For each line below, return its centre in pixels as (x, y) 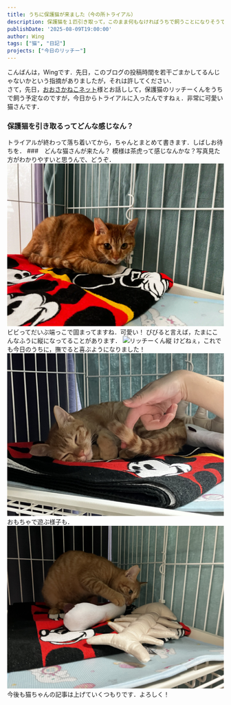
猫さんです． (25, 106)
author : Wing (26, 36)
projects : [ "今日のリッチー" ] (47, 51)
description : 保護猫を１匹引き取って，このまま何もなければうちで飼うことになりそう (114, 22)
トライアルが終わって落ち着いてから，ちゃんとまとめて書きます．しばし (109, 143)
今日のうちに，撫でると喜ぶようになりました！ (79, 349)
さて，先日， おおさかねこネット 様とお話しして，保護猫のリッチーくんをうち (115, 89)
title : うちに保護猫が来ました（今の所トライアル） (71, 14)
